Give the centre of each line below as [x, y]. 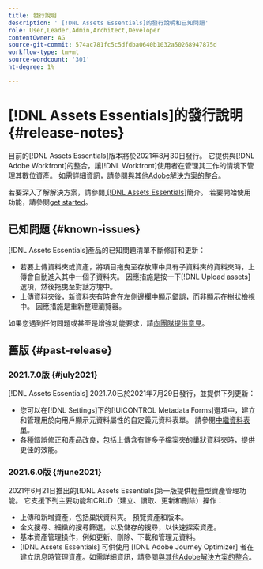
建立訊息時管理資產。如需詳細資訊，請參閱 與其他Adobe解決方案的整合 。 [138, 557]
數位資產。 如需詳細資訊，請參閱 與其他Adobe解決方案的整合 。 [124, 175]
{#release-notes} [66, 132]
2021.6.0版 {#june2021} [55, 473]
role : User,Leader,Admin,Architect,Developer [84, 30]
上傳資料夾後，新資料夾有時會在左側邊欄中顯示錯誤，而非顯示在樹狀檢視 [137, 296]
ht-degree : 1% [32, 67]
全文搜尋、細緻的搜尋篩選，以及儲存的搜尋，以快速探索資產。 [120, 527]
